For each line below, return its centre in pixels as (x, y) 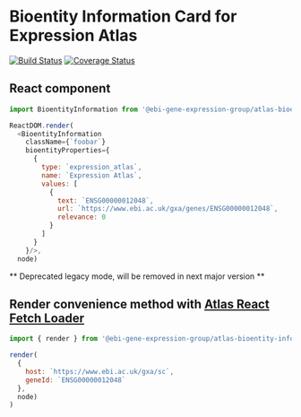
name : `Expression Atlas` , (92, 175)
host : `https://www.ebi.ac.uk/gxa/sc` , (100, 371)
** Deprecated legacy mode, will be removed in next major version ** (137, 276)
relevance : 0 (81, 217)
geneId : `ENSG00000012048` (76, 380)
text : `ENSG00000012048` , (105, 200)
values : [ (60, 184)
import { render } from (54, 339)
